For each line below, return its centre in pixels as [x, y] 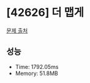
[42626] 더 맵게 [45, 13]
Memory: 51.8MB [36, 73]
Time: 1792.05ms [37, 67]
